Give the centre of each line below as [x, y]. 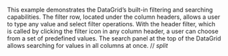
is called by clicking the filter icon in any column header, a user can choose [113, 31]
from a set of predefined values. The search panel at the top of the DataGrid [114, 38]
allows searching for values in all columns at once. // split [88, 46]
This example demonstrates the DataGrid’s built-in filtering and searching [110, 10]
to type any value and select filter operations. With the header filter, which [111, 24]
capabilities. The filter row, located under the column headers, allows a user [114, 17]
